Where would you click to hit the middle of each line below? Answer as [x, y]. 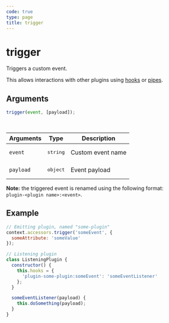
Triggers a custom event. [37, 68]
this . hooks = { [36, 271]
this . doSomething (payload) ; [51, 303]
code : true [20, 12]
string [56, 152]
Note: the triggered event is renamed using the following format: [85, 188]
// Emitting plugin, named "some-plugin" [58, 227]
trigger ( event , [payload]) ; [41, 113]
